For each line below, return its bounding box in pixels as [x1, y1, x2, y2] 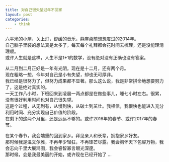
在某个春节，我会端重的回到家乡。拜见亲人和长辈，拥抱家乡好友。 [5, 133, 142, 139]
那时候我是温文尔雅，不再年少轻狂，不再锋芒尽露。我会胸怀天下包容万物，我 [5, 139, 164, 145]
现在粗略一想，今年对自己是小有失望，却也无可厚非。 [5, 71, 116, 78]
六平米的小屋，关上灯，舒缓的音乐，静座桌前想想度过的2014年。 [5, 36, 139, 42]
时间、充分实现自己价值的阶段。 [14, 109, 80, 116]
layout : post [5, 12, 33, 17]
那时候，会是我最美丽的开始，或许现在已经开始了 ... [5, 151, 112, 157]
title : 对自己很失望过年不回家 [5, 7, 62, 13]
